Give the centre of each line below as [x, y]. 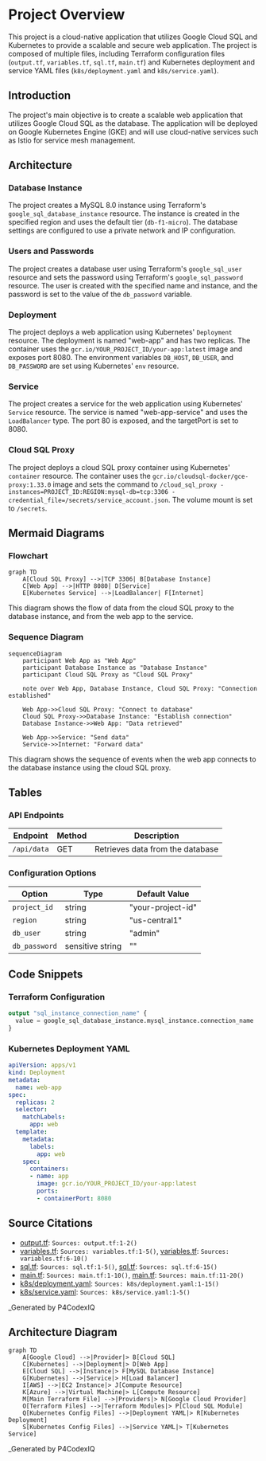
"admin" [145, 933]
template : [31, 1132]
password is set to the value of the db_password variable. [100, 294]
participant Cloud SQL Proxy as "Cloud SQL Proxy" [108, 675]
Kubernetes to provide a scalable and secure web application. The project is [133, 45]
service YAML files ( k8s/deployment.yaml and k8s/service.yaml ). [114, 70]
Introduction [40, 96]
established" [30, 695]
